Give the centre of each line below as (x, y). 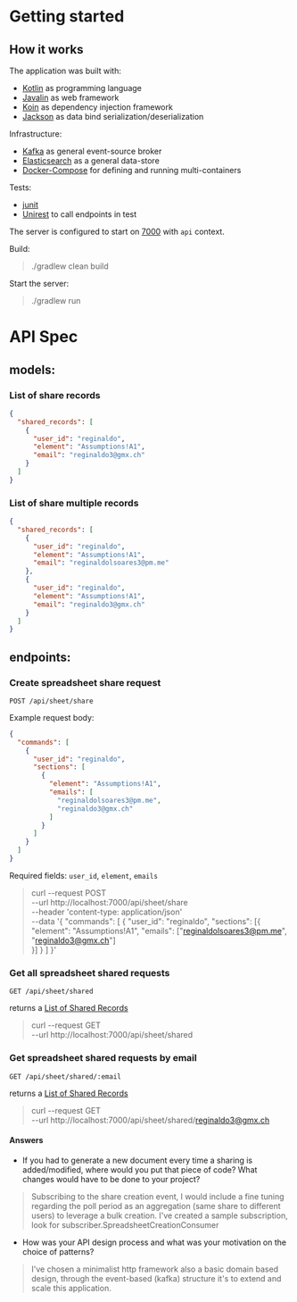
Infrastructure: (36, 134)
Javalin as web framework (70, 97)
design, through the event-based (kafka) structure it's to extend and (156, 1278)
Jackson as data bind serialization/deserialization (113, 117)
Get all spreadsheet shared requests (90, 972)
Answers (26, 1140)
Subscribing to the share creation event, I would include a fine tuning (157, 1196)
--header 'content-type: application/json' (107, 912)
